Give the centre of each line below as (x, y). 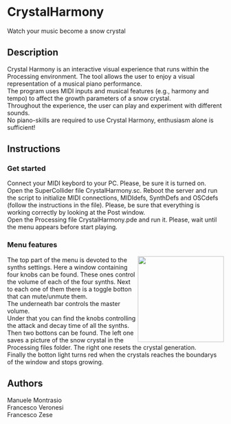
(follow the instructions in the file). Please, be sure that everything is (104, 205)
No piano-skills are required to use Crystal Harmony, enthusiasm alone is (111, 120)
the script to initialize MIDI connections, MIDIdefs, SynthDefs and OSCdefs (113, 198)
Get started (26, 169)
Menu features (32, 245)
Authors (25, 384)
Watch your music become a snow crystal (66, 31)
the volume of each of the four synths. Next (69, 281)
